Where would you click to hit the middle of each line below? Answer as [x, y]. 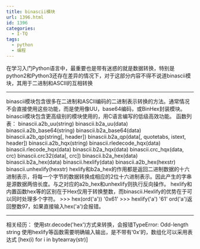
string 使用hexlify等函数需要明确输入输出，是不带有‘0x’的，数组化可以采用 [97, 232]
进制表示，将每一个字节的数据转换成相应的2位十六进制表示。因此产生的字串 [99, 176]
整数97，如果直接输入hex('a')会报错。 [57, 206]
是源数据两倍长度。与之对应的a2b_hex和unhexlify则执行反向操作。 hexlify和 [99, 184]
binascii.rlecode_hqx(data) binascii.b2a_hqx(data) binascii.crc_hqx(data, [95, 149]
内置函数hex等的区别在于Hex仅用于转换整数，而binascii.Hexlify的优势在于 [97, 191]
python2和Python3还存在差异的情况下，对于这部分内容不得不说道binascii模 [99, 76]
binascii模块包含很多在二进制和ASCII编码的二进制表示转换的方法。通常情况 [98, 101]
